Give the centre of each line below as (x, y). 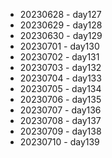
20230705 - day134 (60, 88)
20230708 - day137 (60, 120)
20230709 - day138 (60, 131)
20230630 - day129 (61, 35)
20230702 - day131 (59, 57)
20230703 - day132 (60, 67)
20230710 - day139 (59, 142)
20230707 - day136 (60, 110)
